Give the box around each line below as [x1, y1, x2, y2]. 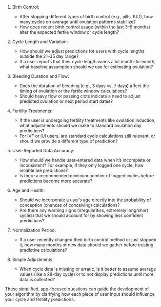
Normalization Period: [12, 227, 56, 233]
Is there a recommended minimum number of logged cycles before [19, 173, 154, 178]
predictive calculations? [19, 247, 67, 253]
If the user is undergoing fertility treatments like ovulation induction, [19, 118, 156, 123]
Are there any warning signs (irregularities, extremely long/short [19, 208, 149, 213]
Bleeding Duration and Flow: [12, 73, 69, 79]
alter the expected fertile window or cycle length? [19, 29, 120, 35]
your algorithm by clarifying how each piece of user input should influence [5, 291, 155, 297]
